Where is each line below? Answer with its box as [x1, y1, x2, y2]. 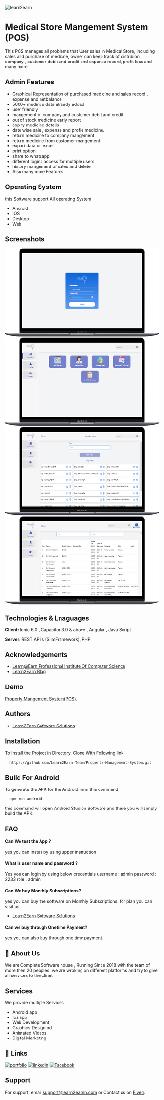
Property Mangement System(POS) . [5, 696, 77, 702]
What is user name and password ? [5, 860, 78, 866]
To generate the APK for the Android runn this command [5, 787, 119, 792]
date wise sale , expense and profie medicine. [12, 127, 105, 133]
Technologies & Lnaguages [5, 614, 89, 622]
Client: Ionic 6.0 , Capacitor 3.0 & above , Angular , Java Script [5, 627, 131, 633]
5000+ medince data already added [12, 101, 85, 107]
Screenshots [5, 235, 45, 243]
